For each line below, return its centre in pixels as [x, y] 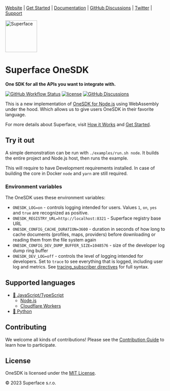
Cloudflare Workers [41, 306]
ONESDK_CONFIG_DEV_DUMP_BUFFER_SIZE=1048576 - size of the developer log [89, 245]
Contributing [26, 327]
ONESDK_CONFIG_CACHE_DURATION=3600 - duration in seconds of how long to [89, 229]
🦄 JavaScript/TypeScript [38, 295]
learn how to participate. [31, 345]
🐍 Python [22, 311]
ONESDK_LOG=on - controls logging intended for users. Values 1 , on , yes [85, 207]
